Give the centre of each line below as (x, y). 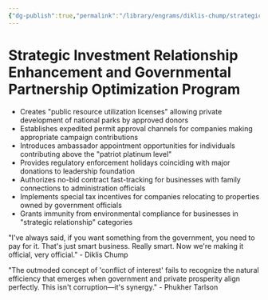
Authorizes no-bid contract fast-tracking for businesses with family (130, 179)
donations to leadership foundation (77, 171)
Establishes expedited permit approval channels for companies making (136, 128)
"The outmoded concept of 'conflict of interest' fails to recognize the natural (134, 270)
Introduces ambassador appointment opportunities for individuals (127, 146)
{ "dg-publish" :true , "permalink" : (64, 16)
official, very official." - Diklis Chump (69, 254)
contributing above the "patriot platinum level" (96, 154)
